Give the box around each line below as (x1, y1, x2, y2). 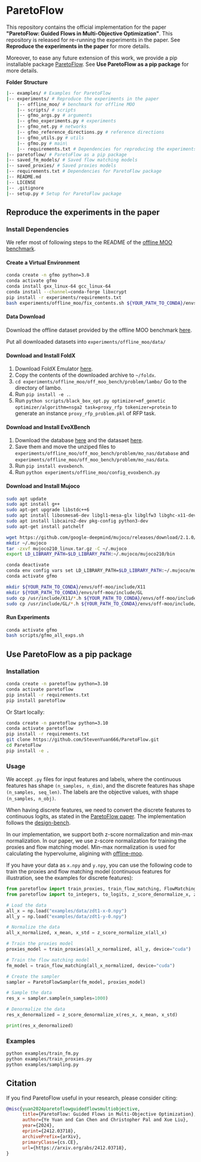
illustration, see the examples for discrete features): (6, 874, 133, 882)
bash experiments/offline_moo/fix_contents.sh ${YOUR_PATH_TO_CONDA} (6, 300, 184, 306)
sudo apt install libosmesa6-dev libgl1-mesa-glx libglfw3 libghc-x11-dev (6, 512, 197, 519)
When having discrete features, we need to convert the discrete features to (6, 806, 191, 813)
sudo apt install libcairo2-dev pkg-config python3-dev (6, 518, 148, 524)
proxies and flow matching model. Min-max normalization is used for (6, 843, 175, 851)
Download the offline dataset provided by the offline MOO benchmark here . (6, 326, 193, 334)
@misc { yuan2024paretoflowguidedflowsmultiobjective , (6, 1106, 141, 1112)
